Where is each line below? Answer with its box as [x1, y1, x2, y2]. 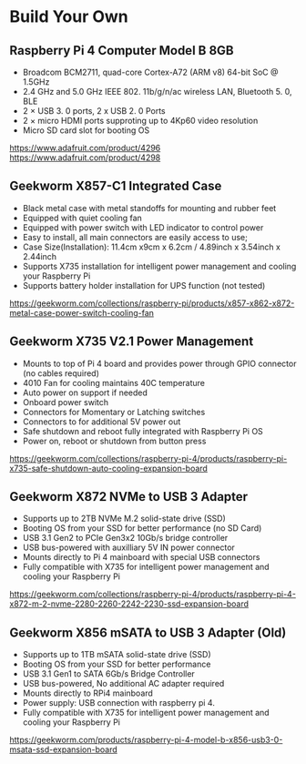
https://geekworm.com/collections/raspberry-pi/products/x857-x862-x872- [9, 298, 295, 309]
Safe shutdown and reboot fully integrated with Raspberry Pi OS [22, 425, 264, 436]
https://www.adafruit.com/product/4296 [9, 143, 161, 153]
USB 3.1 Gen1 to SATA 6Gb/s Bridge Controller [22, 668, 196, 679]
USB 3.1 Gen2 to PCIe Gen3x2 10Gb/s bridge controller [22, 533, 229, 544]
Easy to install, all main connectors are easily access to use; [22, 231, 248, 242]
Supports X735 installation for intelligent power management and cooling [22, 260, 297, 271]
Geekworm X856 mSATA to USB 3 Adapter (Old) [9, 625, 287, 640]
